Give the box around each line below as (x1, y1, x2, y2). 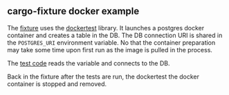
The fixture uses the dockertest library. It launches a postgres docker (7, 23, 205, 32)
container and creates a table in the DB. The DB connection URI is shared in (7, 31, 223, 39)
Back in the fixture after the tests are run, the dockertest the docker (7, 72, 199, 81)
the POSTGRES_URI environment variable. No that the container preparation (7, 38, 216, 47)
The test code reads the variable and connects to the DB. (7, 59, 170, 67)
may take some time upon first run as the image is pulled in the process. (7, 45, 213, 54)
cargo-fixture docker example (7, 6, 140, 17)
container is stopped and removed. (7, 79, 107, 88)
